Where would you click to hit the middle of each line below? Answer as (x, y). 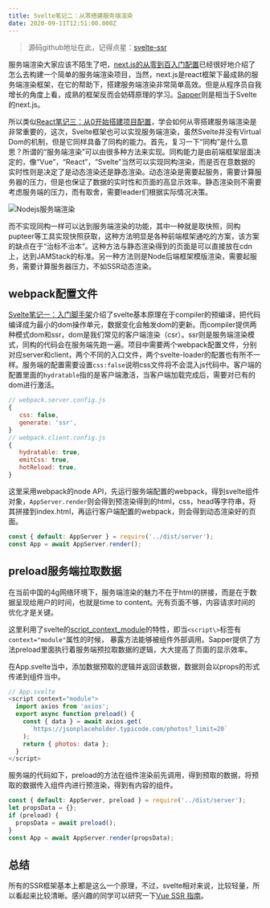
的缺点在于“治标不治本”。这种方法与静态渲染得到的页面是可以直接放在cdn (131, 246)
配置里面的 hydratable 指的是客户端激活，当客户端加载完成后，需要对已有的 (132, 375)
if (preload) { (34, 816)
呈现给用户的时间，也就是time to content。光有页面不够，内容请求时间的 (135, 602)
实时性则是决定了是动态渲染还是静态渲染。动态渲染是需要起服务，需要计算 (131, 172)
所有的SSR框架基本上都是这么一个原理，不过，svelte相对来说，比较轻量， (131, 886)
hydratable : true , (50, 452)
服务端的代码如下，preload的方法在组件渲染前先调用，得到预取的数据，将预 (134, 775)
